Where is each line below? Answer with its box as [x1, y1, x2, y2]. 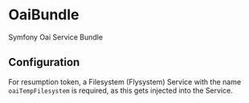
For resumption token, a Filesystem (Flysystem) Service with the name [8, 76, 242, 86]
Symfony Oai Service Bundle [8, 32, 103, 42]
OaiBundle [8, 6, 80, 24]
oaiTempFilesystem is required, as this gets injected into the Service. [8, 85, 233, 95]
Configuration [8, 56, 80, 69]
